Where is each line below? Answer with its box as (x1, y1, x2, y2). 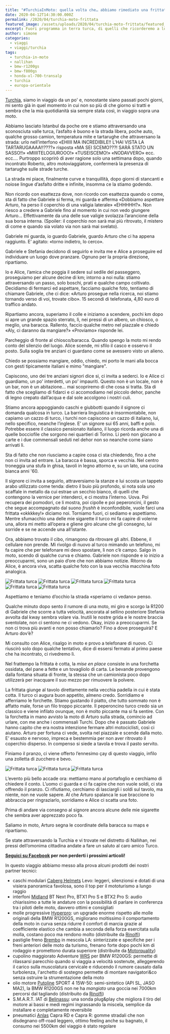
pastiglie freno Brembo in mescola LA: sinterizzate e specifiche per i (12, 937, 155, 943)
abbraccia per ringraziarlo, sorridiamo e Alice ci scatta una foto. (5, 797, 138, 803)
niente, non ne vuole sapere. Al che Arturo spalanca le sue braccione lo (5, 792, 154, 798)
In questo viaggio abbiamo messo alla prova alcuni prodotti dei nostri (5, 862, 149, 868)
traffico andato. (5, 301, 37, 307)
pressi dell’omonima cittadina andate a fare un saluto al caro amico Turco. (5, 842, 159, 848)
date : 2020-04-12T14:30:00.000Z (5, 12, 73, 17)
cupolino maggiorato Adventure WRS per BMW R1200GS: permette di (12, 953, 158, 959)
